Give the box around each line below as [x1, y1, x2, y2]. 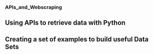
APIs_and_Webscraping [5, 4, 62, 11]
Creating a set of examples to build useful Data [5, 35, 149, 43]
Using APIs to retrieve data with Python [5, 19, 125, 27]
